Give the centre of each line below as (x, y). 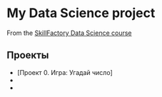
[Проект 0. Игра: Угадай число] (65, 72)
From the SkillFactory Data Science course (70, 33)
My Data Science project (81, 13)
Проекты (28, 55)
